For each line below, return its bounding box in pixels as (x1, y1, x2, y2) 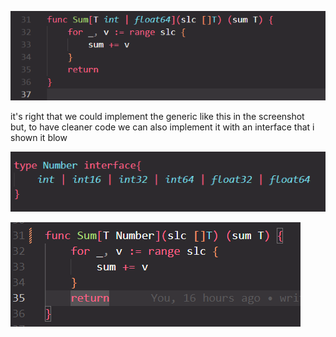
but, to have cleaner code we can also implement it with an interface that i (10, 121, 315, 133)
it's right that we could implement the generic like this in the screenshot (10, 110, 305, 122)
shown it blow (10, 131, 68, 143)
